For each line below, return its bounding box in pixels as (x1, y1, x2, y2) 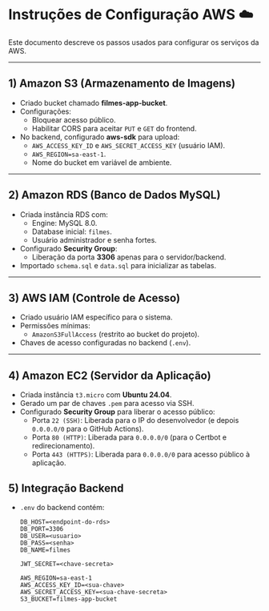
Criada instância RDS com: (19, 209, 108, 219)
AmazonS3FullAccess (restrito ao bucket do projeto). (31, 329, 200, 340)
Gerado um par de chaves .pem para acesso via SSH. (19, 399, 195, 408)
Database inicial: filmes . (31, 227, 112, 236)
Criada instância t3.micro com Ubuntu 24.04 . (19, 390, 172, 400)
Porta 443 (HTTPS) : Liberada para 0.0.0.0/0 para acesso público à (31, 449, 251, 460)
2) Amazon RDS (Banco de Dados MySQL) (8, 188, 221, 202)
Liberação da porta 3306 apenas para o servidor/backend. (31, 252, 227, 262)
